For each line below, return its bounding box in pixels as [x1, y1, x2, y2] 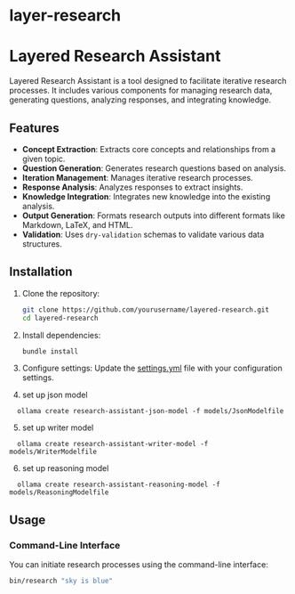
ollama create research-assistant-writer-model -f [17, 440, 209, 449]
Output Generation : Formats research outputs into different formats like [21, 210, 286, 221]
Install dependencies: [21, 330, 101, 340]
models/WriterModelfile [9, 447, 98, 457]
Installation [9, 264, 73, 280]
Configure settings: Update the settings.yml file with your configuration [21, 362, 283, 374]
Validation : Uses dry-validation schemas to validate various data [21, 229, 265, 240]
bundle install [21, 346, 79, 356]
